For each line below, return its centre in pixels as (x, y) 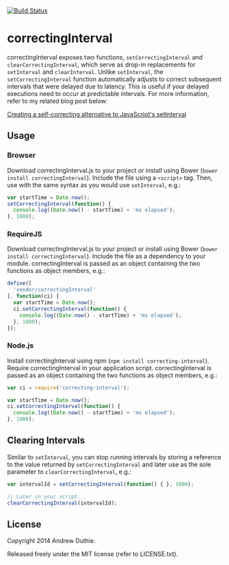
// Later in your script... (47, 496)
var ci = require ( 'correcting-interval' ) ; (68, 387)
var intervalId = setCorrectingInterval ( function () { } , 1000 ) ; (100, 484)
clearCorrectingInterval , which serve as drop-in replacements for (102, 64)
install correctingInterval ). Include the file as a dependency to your (107, 256)
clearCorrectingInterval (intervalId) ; (62, 503)
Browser (22, 156)
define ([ (19, 284)
